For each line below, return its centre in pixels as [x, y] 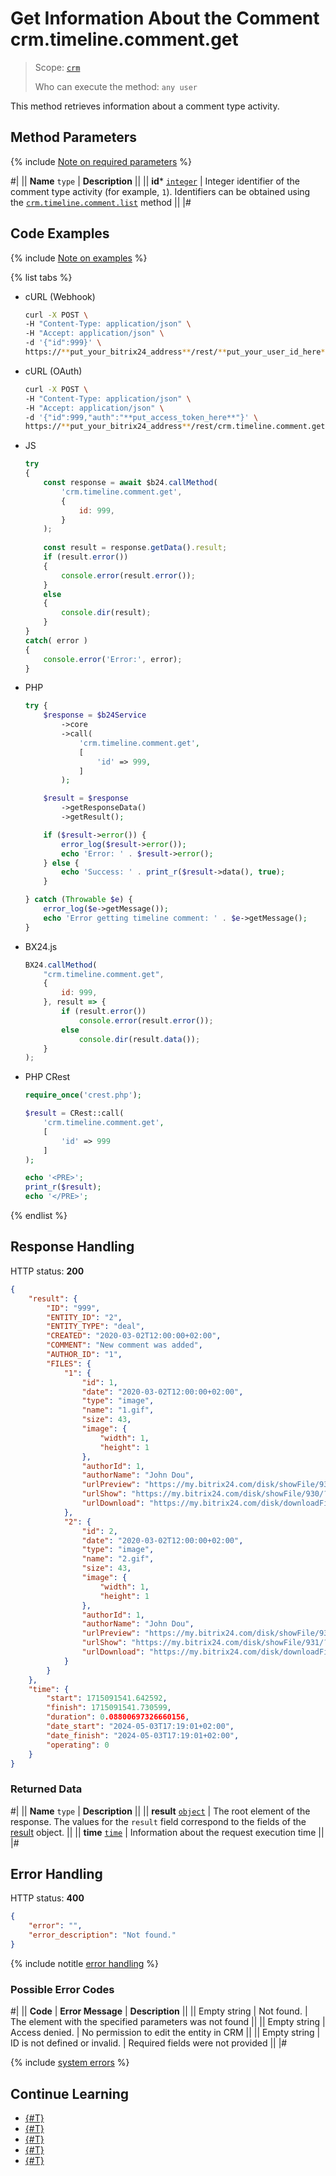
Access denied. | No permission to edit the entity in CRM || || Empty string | [165, 2033]
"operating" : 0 [78, 1745]
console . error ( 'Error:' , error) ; [113, 659]
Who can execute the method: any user [116, 86]
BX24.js [41, 946]
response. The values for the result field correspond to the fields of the [158, 1821]
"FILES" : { [69, 1363]
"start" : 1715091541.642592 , [107, 1698]
